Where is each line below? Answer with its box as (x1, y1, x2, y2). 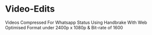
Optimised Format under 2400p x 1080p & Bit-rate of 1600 (5, 24, 123, 30)
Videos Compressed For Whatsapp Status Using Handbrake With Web (5, 19, 148, 25)
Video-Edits (5, 3, 55, 15)
